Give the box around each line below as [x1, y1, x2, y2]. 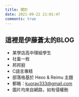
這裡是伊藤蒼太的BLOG [5, 35, 75, 44]
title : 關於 [5, 7, 28, 12]
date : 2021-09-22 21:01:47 [5, 12, 60, 17]
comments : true [5, 16, 36, 21]
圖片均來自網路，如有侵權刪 [12, 87, 69, 93]
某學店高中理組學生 [12, 50, 52, 56]
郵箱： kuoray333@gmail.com [12, 81, 73, 87]
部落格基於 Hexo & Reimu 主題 [12, 74, 74, 80]
